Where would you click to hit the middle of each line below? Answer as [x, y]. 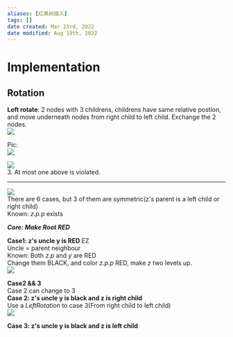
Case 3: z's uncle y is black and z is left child [73, 326]
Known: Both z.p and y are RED [52, 256]
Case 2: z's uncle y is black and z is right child [75, 298]
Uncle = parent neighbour [44, 248]
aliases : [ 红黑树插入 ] [37, 14]
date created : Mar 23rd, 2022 [51, 26]
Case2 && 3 [24, 283]
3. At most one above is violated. [54, 172]
